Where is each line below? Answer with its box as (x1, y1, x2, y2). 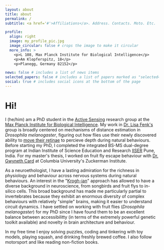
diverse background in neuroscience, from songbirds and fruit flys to (5, 183, 143, 188)
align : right (9, 34, 36, 39)
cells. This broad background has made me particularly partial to (16, 188, 146, 194)
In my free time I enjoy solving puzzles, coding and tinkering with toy (5, 229, 143, 234)
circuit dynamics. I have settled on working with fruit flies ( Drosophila (5, 204, 145, 209)
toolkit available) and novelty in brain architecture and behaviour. (5, 219, 135, 225)
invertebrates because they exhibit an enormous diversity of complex (5, 193, 145, 199)
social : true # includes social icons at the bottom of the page (5, 79, 141, 84)
